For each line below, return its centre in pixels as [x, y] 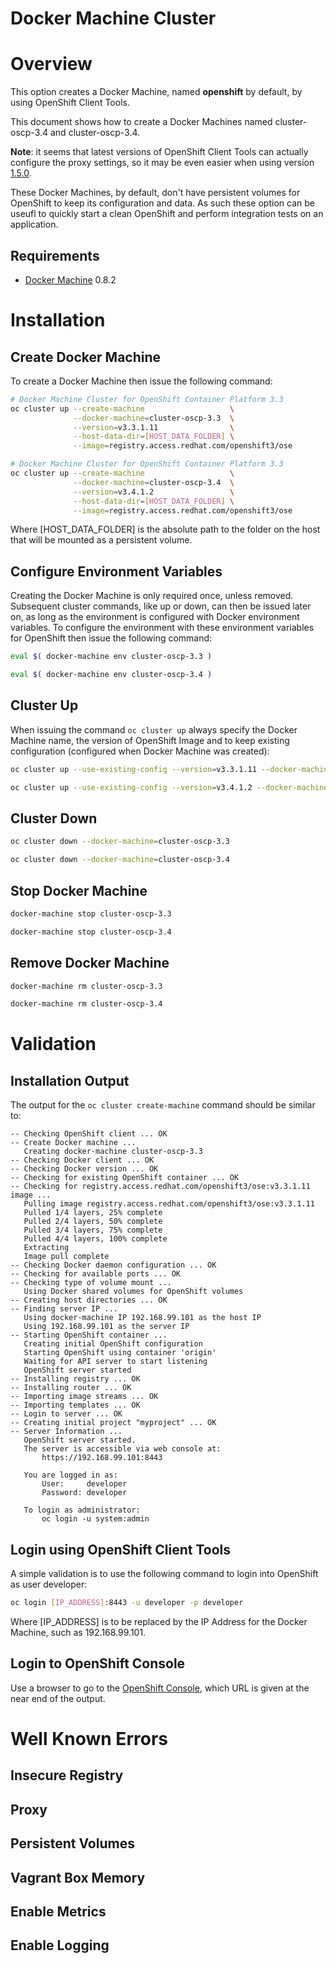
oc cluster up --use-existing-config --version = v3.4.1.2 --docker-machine [169, 787]
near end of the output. [58, 1698]
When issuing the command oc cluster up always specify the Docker [154, 729]
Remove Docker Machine [90, 963]
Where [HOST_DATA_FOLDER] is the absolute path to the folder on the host [165, 529]
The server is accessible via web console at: [122, 1449]
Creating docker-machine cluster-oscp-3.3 [113, 1152]
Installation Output [70, 1080]
